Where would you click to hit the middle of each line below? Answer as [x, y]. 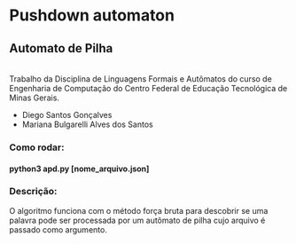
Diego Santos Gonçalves [67, 115]
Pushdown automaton [92, 16]
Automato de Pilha [61, 48]
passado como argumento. [58, 229]
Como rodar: [37, 147]
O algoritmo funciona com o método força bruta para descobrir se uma [139, 210]
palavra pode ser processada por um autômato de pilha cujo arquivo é [137, 220]
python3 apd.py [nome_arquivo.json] [79, 169]
